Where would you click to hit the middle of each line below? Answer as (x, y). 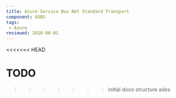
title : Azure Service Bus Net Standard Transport (68, 11)
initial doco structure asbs (139, 90)
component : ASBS (26, 17)
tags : (13, 22)
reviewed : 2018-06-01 (32, 33)
